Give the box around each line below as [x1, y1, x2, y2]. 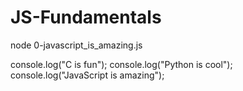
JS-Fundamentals [10, 6, 162, 29]
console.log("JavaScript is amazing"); [10, 69, 165, 81]
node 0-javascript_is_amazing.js [10, 39, 143, 51]
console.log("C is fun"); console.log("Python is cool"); [10, 58, 233, 70]
